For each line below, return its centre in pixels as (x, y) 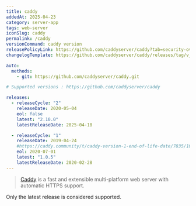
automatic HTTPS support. (52, 186)
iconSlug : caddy (26, 33)
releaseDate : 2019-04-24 (47, 141)
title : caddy (22, 11)
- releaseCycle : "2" (36, 103)
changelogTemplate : (30, 55)
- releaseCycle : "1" (36, 135)
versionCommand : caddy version (44, 44)
